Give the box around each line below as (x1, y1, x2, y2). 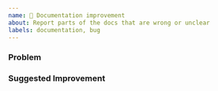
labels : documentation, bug (8, 26, 101, 34)
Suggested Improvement (8, 73, 106, 84)
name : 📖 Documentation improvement (8, 11, 126, 20)
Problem (8, 52, 42, 63)
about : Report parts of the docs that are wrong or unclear (8, 19, 211, 27)
